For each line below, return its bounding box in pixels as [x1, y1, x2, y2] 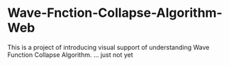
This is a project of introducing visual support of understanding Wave [7, 43, 210, 51]
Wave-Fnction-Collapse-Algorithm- [7, 5, 223, 21]
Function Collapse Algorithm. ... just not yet [7, 51, 133, 59]
